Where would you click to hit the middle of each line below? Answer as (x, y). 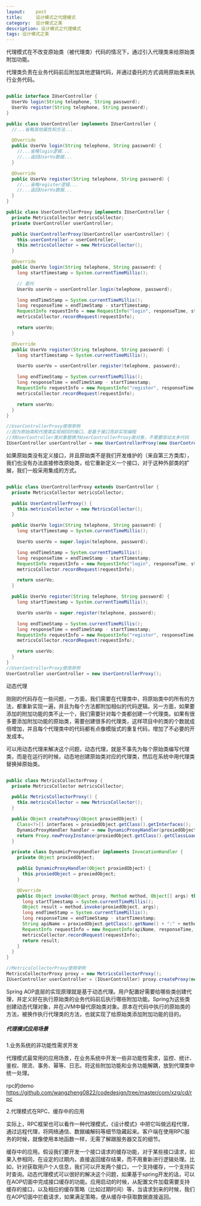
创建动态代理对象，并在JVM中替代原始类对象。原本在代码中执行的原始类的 (98, 1006)
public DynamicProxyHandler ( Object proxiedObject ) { (84, 868)
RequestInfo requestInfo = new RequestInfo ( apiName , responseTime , (108, 929)
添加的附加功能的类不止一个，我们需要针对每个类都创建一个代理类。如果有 (98, 713)
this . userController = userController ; (67, 240)
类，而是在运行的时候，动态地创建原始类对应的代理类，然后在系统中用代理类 (100, 756)
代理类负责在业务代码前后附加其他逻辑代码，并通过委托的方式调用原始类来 (98, 72)
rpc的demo (20, 1085)
